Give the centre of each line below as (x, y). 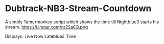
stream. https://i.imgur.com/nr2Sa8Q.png (47, 27)
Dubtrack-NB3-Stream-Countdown (78, 8)
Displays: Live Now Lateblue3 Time (41, 36)
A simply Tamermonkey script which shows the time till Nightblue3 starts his (82, 22)
